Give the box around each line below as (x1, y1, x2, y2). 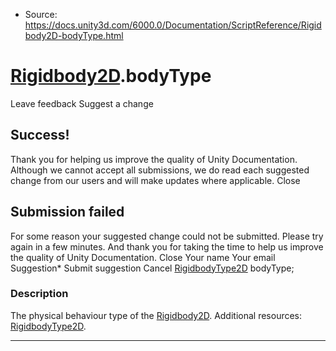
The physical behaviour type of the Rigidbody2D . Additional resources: (10, 309, 303, 321)
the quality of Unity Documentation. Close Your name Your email (10, 251, 276, 263)
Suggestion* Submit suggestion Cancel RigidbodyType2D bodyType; (10, 262, 295, 274)
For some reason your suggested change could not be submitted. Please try (10, 230, 324, 242)
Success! (10, 127, 70, 144)
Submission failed (10, 204, 125, 221)
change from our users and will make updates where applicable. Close (10, 174, 301, 186)
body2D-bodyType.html (24, 30, 124, 41)
